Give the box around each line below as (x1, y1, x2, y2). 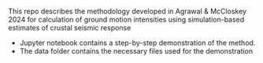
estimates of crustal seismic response (8, 23, 131, 32)
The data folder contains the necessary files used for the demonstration (19, 47, 254, 55)
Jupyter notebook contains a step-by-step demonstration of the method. (19, 38, 256, 47)
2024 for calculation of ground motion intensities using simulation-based (8, 15, 245, 24)
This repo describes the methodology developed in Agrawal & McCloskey (8, 7, 246, 16)
